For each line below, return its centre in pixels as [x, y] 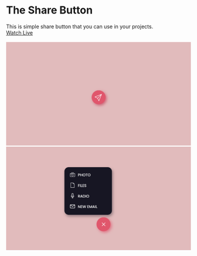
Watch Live [20, 32]
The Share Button [49, 10]
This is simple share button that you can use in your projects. [80, 26]
